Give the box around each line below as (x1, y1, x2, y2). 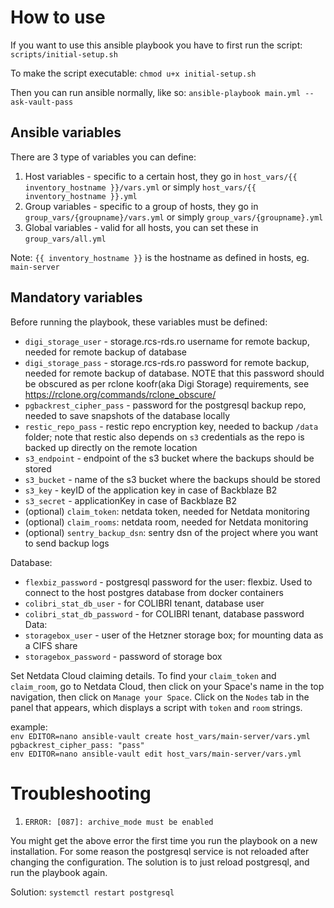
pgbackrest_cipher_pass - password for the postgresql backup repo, (24, 399, 307, 411)
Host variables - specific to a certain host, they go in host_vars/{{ (24, 170, 298, 182)
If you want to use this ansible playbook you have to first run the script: (10, 39, 303, 51)
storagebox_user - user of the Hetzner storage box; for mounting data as (24, 629, 324, 641)
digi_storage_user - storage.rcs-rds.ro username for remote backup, (24, 335, 310, 347)
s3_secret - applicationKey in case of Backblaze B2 (24, 494, 237, 506)
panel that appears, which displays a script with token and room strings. (10, 701, 303, 713)
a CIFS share (24, 639, 78, 651)
